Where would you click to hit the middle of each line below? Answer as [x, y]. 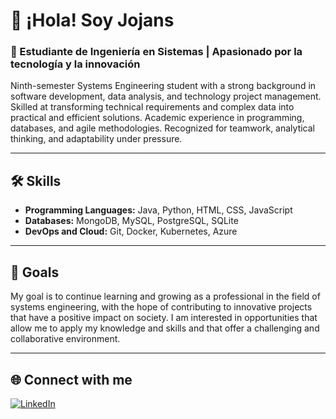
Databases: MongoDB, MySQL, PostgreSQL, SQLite [131, 221]
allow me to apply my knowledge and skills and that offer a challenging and [165, 328]
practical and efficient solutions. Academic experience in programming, [157, 118]
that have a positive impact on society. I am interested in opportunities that [164, 318]
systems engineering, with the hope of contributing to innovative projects [161, 307]
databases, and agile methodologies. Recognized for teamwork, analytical [162, 128]
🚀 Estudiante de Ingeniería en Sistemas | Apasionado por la [156, 52]
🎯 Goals [35, 272]
